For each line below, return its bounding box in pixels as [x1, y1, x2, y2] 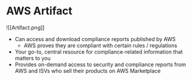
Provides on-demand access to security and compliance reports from [14, 61, 186, 68]
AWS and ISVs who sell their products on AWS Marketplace [14, 67, 161, 74]
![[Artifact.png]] [6, 24, 45, 31]
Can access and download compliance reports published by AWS [14, 35, 176, 42]
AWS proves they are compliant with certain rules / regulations [23, 42, 178, 49]
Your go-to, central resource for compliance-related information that [14, 48, 183, 55]
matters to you [14, 54, 51, 61]
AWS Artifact [6, 4, 73, 18]
